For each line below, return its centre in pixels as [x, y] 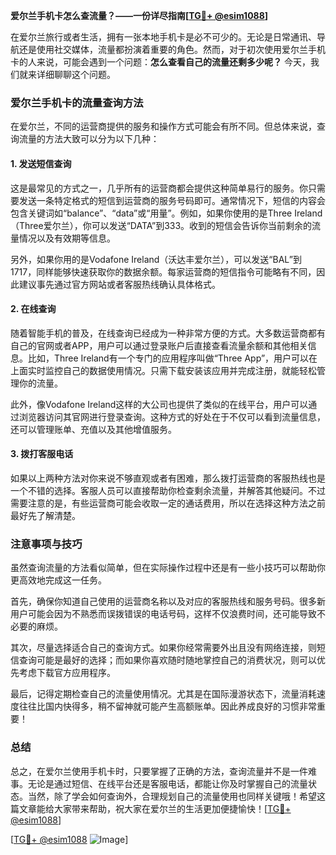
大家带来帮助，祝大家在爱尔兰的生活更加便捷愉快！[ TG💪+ [172, 808]
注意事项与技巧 [46, 544]
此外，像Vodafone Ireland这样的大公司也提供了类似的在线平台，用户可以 [159, 404]
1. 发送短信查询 [41, 163]
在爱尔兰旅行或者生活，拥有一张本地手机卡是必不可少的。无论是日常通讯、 [163, 37]
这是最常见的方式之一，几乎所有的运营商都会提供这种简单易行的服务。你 [159, 188]
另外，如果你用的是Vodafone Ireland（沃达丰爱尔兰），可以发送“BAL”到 [156, 259]
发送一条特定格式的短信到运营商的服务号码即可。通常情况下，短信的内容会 [172, 200]
